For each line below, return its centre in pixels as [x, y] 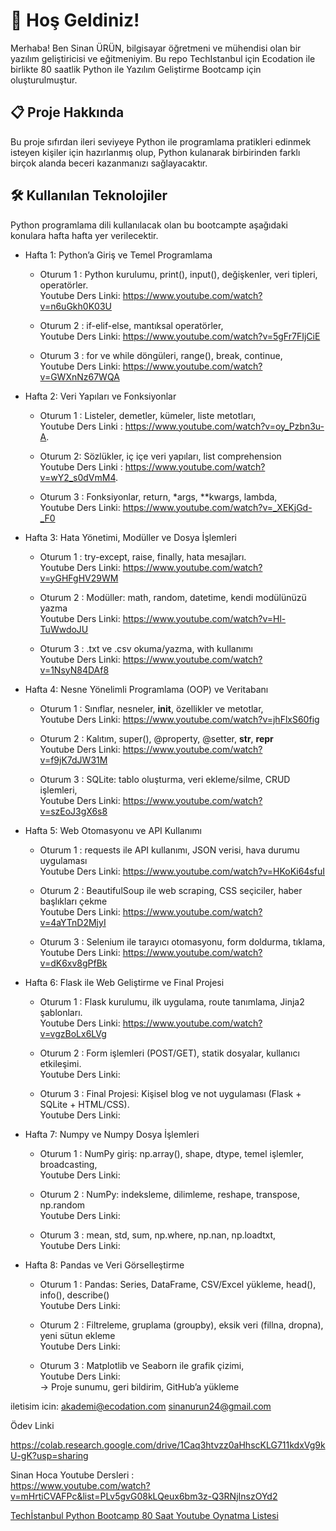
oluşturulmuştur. [44, 80]
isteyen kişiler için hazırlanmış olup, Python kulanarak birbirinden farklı [155, 152]
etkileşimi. [60, 1063]
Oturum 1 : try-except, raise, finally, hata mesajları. [143, 556]
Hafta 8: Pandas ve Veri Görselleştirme [104, 1265]
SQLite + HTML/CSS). [84, 1104]
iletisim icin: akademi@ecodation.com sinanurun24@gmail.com [141, 1406]
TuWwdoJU [64, 629]
